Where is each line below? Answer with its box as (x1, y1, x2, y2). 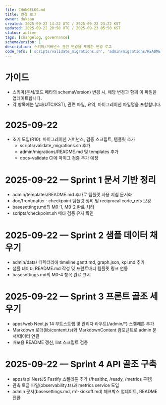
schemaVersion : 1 (5, 40, 41, 45)
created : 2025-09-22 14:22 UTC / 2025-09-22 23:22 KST (5, 21, 121, 26)
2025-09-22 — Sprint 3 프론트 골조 (5, 291, 148, 302)
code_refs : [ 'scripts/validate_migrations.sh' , (5, 49, 106, 54)
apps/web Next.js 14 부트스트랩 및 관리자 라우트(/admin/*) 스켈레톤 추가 (12, 321, 155, 327)
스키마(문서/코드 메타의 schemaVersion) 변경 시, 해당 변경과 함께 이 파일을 (12, 89, 157, 95)
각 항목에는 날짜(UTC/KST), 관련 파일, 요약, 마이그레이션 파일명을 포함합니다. (12, 101, 162, 107)
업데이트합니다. (12, 95, 42, 101)
